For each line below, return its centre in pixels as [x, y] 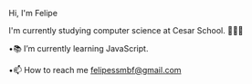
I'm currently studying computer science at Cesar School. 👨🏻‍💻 [126, 30]
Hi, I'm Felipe [33, 13]
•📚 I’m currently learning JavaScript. [79, 48]
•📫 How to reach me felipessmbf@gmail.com [95, 70]
